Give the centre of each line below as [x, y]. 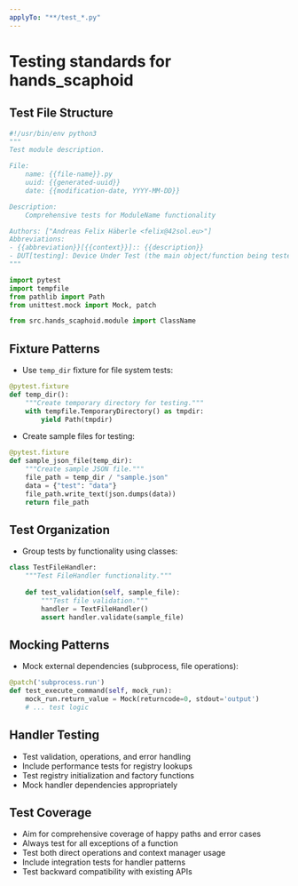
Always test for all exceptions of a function [100, 843]
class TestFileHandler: [53, 568]
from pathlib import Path [57, 297]
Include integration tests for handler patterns [104, 862]
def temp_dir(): [39, 395]
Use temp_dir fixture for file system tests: [98, 371]
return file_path [57, 502]
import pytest [35, 280]
